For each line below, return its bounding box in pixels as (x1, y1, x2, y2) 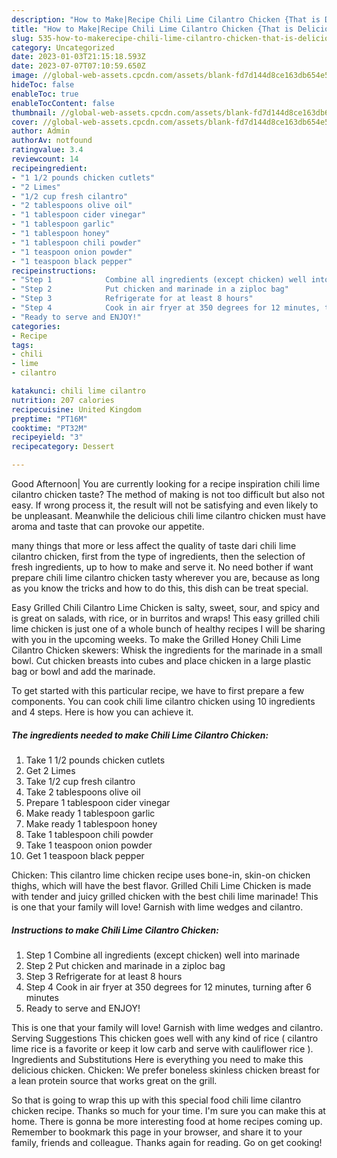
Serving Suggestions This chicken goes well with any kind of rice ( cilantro (11, 1032, 319, 1044)
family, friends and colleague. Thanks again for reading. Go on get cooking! (11, 1136, 323, 1148)
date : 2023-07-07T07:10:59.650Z (11, 61, 146, 71)
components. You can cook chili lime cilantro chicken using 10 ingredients (11, 696, 316, 707)
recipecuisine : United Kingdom (11, 404, 142, 415)
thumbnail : (11, 107, 57, 118)
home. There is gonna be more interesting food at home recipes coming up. (11, 1115, 323, 1127)
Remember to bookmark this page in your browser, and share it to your (11, 1126, 303, 1138)
